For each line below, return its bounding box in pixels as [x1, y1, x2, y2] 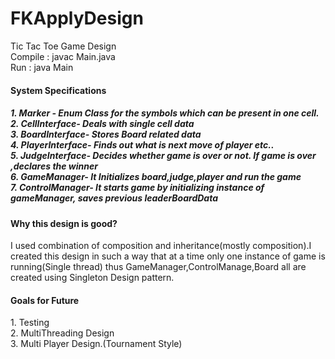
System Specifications [10, 84, 107, 96]
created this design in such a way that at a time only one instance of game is [10, 250, 326, 262]
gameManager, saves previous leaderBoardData [10, 192, 219, 204]
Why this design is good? [10, 217, 118, 229]
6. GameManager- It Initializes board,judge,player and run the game [10, 171, 302, 183]
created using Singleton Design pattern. [10, 272, 175, 284]
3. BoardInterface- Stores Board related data [10, 128, 202, 141]
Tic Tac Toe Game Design [10, 40, 117, 52]
